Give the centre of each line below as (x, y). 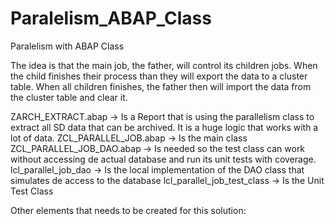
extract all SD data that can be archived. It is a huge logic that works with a (164, 127)
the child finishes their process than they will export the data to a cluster (159, 76)
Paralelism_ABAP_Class (111, 18)
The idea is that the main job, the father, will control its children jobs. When (164, 65)
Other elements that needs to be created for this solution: (128, 210)
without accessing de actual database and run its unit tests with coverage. (163, 159)
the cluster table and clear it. (69, 97)
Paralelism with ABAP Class (67, 46)
